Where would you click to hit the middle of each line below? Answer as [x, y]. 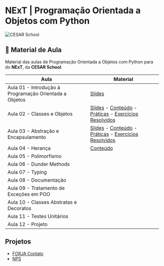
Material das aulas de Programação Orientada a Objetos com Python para [79, 62]
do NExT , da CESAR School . [34, 67]
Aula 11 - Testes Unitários [38, 216]
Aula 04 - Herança [29, 148]
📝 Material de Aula [33, 50]
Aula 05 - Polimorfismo [35, 156]
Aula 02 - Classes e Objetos [40, 114]
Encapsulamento [27, 137]
